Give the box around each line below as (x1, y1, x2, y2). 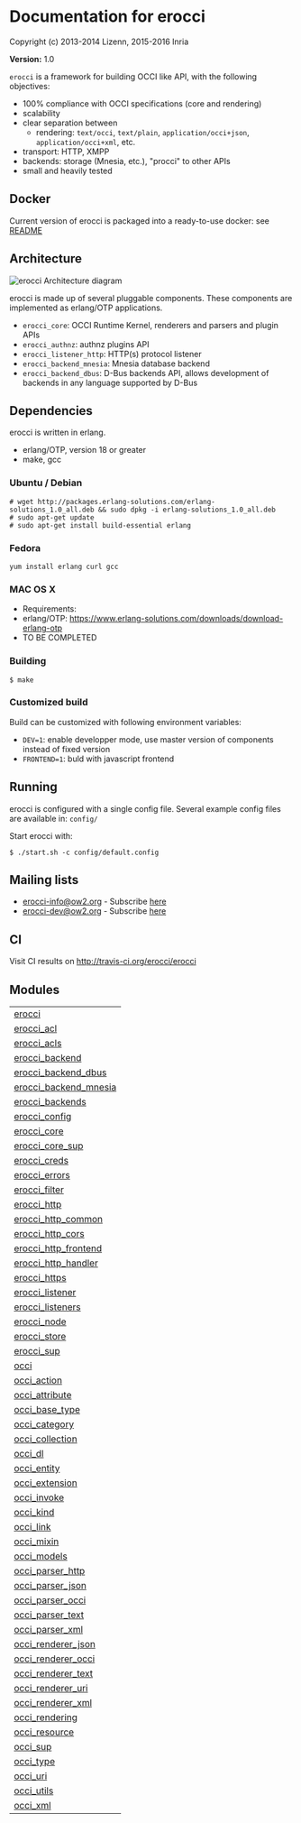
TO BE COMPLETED (22, 632, 97, 643)
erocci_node (14, 1315, 67, 1328)
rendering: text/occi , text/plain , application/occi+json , (35, 126, 250, 137)
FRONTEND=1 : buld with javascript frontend (22, 753, 175, 764)
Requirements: (22, 603, 77, 614)
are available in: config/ (9, 813, 98, 824)
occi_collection (14, 1432, 78, 1445)
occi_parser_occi (14, 1594, 87, 1607)
